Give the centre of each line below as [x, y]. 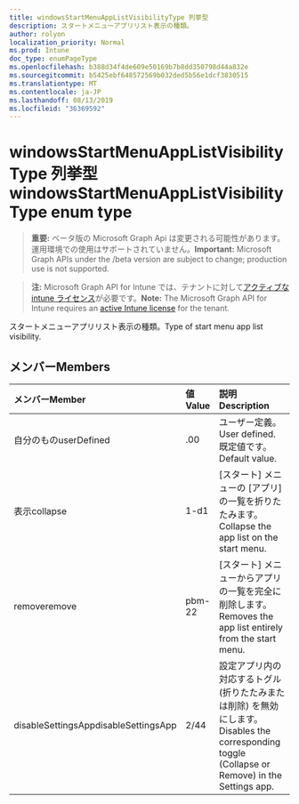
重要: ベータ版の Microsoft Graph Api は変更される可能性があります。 [158, 238]
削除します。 [246, 604]
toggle [233, 753]
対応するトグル [251, 679]
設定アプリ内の [251, 666]
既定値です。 [246, 447]
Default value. [248, 458]
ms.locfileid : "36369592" [57, 109]
